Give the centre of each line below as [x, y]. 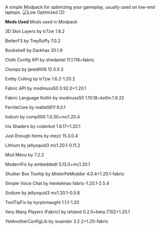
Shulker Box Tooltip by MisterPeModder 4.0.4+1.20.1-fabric [65, 174]
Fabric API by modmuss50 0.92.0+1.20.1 [46, 88]
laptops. [13, 12]
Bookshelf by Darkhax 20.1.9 [34, 50]
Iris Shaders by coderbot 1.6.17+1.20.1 [43, 126]
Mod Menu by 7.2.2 [25, 155]
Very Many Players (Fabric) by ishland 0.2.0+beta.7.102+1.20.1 [67, 212]
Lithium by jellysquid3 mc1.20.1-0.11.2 [42, 145]
